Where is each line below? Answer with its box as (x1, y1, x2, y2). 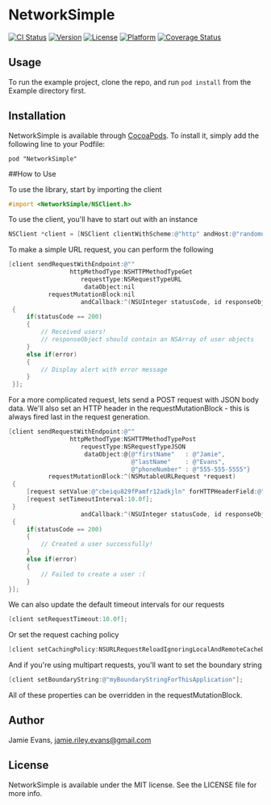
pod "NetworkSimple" (8, 155, 78, 163)
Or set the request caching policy (8, 630, 119, 640)
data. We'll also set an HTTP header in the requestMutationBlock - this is (8, 403, 250, 413)
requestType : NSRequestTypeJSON (80, 442, 186, 451)
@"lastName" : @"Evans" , (131, 457, 226, 465)
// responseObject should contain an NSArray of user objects (40, 336, 254, 344)
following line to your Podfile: (8, 139, 106, 148)
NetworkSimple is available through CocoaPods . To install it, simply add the (8, 131, 260, 140)
